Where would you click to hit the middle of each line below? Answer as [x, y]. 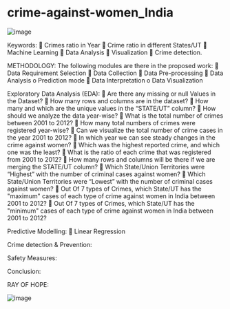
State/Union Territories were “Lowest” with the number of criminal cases [110, 181]
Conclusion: [24, 271]
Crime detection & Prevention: [50, 244]
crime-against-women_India [91, 13]
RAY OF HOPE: [28, 284]
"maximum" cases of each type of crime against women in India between [111, 196]
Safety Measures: [32, 258]
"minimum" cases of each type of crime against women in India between [110, 211]
